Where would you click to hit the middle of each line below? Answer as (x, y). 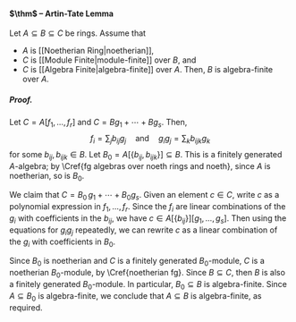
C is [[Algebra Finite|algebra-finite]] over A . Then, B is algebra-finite (148, 70)
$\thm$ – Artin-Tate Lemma (62, 13)
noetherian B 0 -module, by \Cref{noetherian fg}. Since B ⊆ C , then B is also (148, 274)
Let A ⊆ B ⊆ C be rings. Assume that (77, 33)
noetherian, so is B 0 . (47, 177)
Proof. (21, 99)
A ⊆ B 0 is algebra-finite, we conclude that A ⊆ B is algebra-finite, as (135, 297)
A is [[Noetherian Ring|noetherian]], (88, 51)
